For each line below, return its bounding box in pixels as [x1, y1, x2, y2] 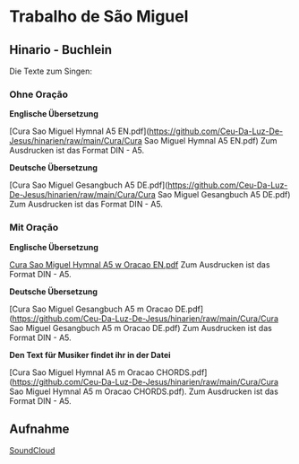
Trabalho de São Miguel [9, 6, 189, 27]
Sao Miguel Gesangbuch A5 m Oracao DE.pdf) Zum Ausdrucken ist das [9, 322, 273, 333]
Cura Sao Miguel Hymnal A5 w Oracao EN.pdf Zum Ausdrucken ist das [9, 258, 270, 270]
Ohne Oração [9, 88, 69, 101]
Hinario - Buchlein [9, 42, 112, 57]
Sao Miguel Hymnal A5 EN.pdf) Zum [144, 136, 278, 146]
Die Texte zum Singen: [9, 66, 92, 76]
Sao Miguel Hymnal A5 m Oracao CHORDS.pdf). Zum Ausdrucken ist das [9, 386, 279, 397]
